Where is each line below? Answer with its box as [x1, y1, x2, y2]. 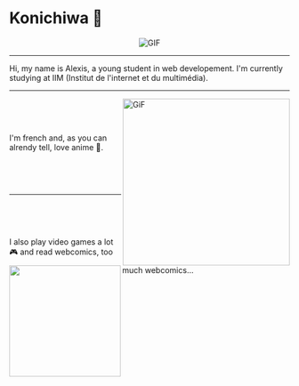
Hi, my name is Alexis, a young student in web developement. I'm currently [9, 62, 283, 74]
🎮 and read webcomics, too [9, 246, 114, 257]
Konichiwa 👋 [9, 8, 103, 28]
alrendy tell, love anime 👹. [9, 141, 104, 152]
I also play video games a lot [9, 236, 114, 247]
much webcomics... [122, 264, 194, 275]
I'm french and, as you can [9, 133, 108, 143]
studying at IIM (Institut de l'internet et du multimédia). [9, 72, 209, 83]
